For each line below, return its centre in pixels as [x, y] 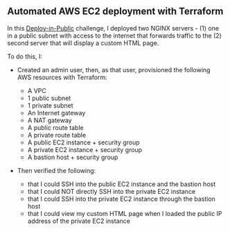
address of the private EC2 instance [79, 221]
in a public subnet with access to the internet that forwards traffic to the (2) [114, 35]
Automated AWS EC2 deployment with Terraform [115, 11]
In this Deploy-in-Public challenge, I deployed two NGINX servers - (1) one [113, 28]
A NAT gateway [50, 120]
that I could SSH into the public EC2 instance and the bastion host [122, 184]
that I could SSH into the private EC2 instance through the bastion [122, 199]
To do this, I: [25, 56]
